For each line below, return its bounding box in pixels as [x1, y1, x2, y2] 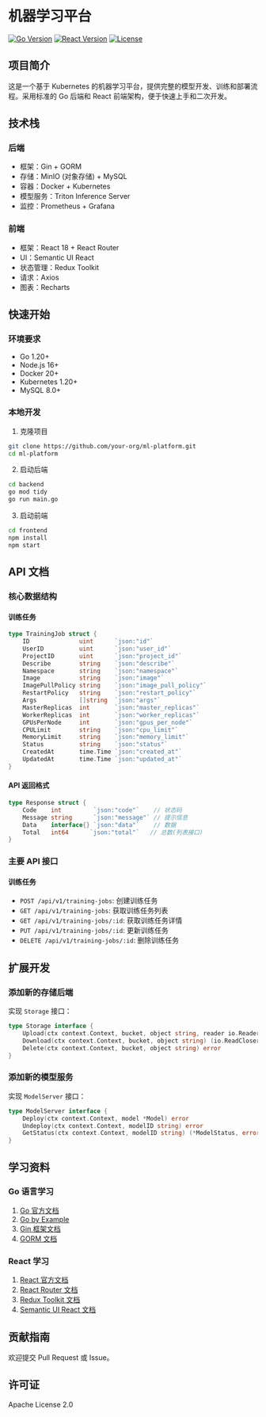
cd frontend [8, 527, 47, 535]
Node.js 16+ [19, 360, 59, 370]
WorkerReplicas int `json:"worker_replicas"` [22, 710, 200, 719]
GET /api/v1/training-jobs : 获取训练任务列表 [19, 906, 169, 916]
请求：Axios [19, 272, 59, 282]
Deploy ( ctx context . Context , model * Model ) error [22, 1114, 190, 1122]
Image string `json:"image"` [22, 674, 165, 682]
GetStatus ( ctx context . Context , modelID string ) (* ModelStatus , [22, 1129, 239, 1137]
